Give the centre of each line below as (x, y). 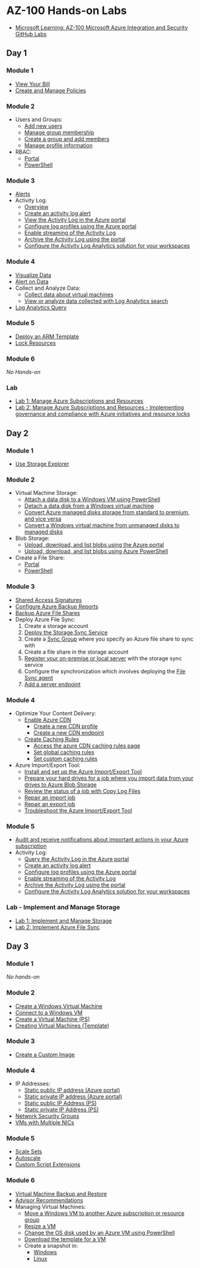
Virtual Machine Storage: (46, 493)
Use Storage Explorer (42, 464)
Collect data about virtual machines (69, 294)
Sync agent (39, 677)
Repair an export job (50, 804)
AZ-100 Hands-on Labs (66, 11)
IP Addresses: (33, 1084)
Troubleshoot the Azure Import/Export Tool (78, 810)
